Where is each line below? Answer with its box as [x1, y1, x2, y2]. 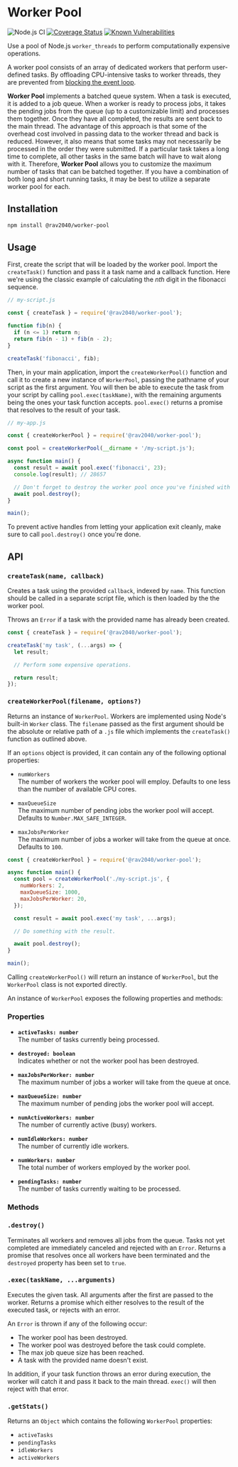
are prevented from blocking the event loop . [7, 77, 136, 86]
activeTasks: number [17, 1029, 79, 1036]
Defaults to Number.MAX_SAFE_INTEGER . [17, 813, 127, 822]
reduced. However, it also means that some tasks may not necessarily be [7, 136, 222, 146]
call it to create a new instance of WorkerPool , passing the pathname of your [7, 375, 229, 384]
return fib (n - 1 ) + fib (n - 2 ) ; [13, 335, 113, 342]
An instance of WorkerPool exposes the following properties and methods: [7, 994, 223, 1002]
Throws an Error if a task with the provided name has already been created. [7, 615, 230, 624]
